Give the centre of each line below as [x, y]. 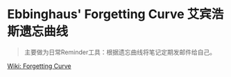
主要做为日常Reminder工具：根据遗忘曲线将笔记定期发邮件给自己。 [120, 52]
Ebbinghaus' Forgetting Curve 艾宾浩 [115, 14]
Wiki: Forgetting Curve [39, 66]
